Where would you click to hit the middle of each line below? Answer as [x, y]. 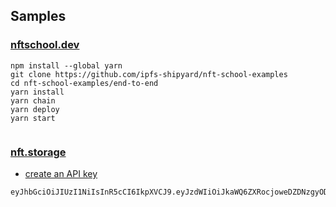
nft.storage [38, 152]
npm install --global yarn [66, 65]
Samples [38, 16]
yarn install [37, 92]
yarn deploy [35, 109]
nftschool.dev [45, 45]
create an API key [61, 173]
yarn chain [33, 100]
